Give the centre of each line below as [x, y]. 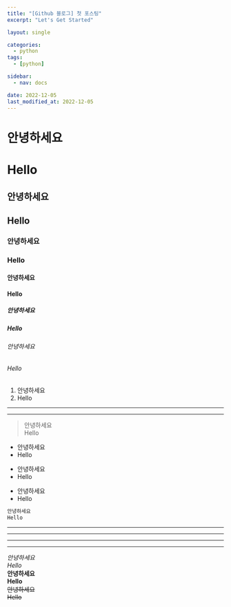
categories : [24, 45]
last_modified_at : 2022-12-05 [51, 102]
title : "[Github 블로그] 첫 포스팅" [54, 13]
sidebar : [20, 76]
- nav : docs [31, 83]
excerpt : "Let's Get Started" [51, 20]
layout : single [29, 32]
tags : [15, 58]
